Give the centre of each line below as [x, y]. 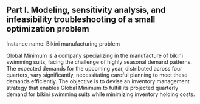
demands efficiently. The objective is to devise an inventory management [98, 81]
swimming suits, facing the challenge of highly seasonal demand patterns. [99, 62]
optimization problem [48, 29]
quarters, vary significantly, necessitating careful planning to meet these [97, 75]
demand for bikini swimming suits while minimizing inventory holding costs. [101, 94]
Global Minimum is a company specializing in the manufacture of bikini [95, 55]
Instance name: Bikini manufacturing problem [63, 43]
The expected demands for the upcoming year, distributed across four [94, 68]
